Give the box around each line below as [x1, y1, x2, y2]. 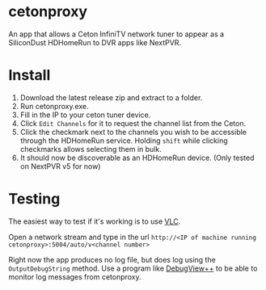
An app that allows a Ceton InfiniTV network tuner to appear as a [8, 29, 225, 39]
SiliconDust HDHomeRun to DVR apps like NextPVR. [8, 37, 182, 47]
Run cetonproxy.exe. [19, 101, 89, 111]
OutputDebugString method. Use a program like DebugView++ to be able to [8, 263, 258, 273]
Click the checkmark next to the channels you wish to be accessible [19, 127, 247, 137]
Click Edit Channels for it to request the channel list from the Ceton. [19, 118, 247, 128]
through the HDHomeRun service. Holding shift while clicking [19, 136, 228, 145]
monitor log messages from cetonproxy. [8, 271, 141, 281]
